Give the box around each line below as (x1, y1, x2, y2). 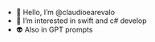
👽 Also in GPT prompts (15, 25, 93, 34)
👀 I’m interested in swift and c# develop (15, 16, 147, 25)
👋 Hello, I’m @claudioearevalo (15, 8, 115, 17)
